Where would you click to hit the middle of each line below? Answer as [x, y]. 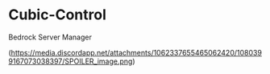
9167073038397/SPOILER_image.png [71, 61]
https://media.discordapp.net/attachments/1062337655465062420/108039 [136, 52]
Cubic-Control [58, 15]
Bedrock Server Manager [50, 37]
